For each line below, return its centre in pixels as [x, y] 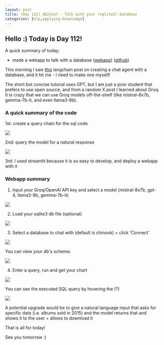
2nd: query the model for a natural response [50, 142]
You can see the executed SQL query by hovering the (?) [62, 289]
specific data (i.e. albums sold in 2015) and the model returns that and [76, 313]
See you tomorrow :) [26, 337]
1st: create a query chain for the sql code [46, 124]
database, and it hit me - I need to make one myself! [58, 75]
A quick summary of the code [41, 113]
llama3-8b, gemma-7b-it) [43, 195]
